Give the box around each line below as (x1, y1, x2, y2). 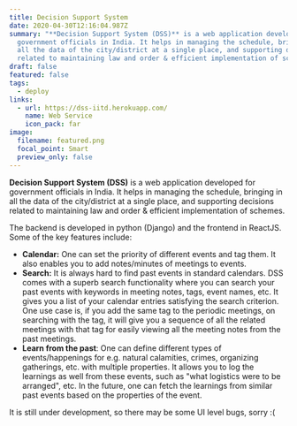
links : (9, 95, 34, 104)
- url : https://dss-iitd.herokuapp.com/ (17, 103, 168, 112)
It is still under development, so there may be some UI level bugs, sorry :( (9, 407, 276, 417)
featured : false (9, 71, 69, 80)
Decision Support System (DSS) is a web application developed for (9, 177, 256, 187)
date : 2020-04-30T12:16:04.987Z (9, 21, 128, 30)
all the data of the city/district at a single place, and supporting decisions (9, 195, 274, 206)
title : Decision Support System (9, 12, 128, 22)
